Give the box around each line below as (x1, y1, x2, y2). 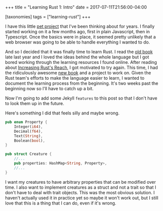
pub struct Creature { (5, 152, 52, 157)
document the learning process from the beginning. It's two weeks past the (5, 80, 159, 86)
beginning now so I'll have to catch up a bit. (5, 86, 94, 91)
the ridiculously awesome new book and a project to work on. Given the (5, 70, 152, 76)
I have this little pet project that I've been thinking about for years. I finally (5, 23, 155, 29)
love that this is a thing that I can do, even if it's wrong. (5, 200, 117, 206)
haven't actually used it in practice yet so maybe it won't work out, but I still (5, 195, 159, 201)
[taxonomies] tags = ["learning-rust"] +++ (5, 14, 91, 19)
